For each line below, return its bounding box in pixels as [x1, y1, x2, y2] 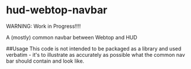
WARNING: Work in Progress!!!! [6, 23, 81, 30]
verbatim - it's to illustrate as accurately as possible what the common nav [6, 51, 185, 58]
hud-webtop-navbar [6, 3, 107, 17]
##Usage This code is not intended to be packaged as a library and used [6, 45, 182, 52]
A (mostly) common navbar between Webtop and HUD [6, 34, 137, 41]
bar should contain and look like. [6, 57, 85, 64]
